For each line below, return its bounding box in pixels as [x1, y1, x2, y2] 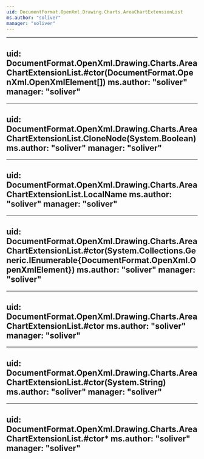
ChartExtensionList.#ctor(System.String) [6, 377, 166, 387]
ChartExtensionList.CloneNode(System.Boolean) [6, 133, 197, 144]
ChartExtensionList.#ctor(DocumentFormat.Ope [6, 68, 194, 78]
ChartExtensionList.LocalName [6, 189, 127, 200]
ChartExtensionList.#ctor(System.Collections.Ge [6, 246, 196, 256]
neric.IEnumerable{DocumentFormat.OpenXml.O [6, 255, 196, 265]
